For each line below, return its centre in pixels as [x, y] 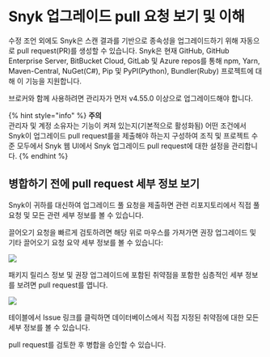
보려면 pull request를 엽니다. [62, 285]
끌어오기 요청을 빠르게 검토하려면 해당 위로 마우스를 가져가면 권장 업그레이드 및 [133, 232]
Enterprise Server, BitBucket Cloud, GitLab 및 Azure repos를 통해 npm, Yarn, [134, 61]
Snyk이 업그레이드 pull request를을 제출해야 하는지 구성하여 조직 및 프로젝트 [129, 135]
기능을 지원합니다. [54, 81]
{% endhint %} [44, 155]
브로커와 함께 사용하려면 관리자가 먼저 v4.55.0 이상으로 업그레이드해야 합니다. [131, 98]
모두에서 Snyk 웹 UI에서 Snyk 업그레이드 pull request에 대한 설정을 [123, 146]
